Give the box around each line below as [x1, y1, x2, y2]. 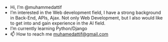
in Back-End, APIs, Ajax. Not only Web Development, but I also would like [10, 15, 163, 20]
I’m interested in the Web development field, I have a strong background [10, 9, 161, 15]
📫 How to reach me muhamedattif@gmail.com [10, 31, 109, 37]
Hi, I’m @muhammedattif [10, 4, 62, 10]
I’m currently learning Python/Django [10, 25, 87, 31]
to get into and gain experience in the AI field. [10, 20, 106, 26]
